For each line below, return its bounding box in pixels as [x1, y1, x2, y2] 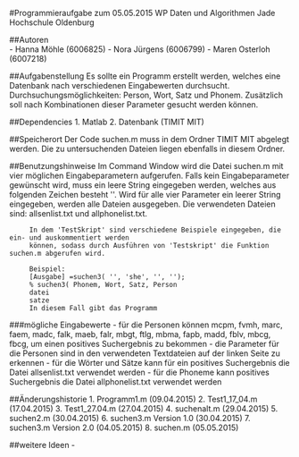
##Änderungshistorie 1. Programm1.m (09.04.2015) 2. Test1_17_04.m [9, 394, 258, 404]
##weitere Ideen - [9, 440, 76, 450]
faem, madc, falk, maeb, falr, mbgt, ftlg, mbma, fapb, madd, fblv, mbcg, [9, 329, 271, 339]
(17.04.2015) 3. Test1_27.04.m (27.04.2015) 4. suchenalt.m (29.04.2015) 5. [9, 403, 278, 414]
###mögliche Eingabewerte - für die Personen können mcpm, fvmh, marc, [9, 319, 283, 330]
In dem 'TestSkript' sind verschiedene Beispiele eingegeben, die [29, 225, 281, 234]
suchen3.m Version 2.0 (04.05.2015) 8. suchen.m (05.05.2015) [9, 422, 239, 433]
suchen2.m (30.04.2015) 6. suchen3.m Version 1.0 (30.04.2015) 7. [9, 413, 251, 423]
